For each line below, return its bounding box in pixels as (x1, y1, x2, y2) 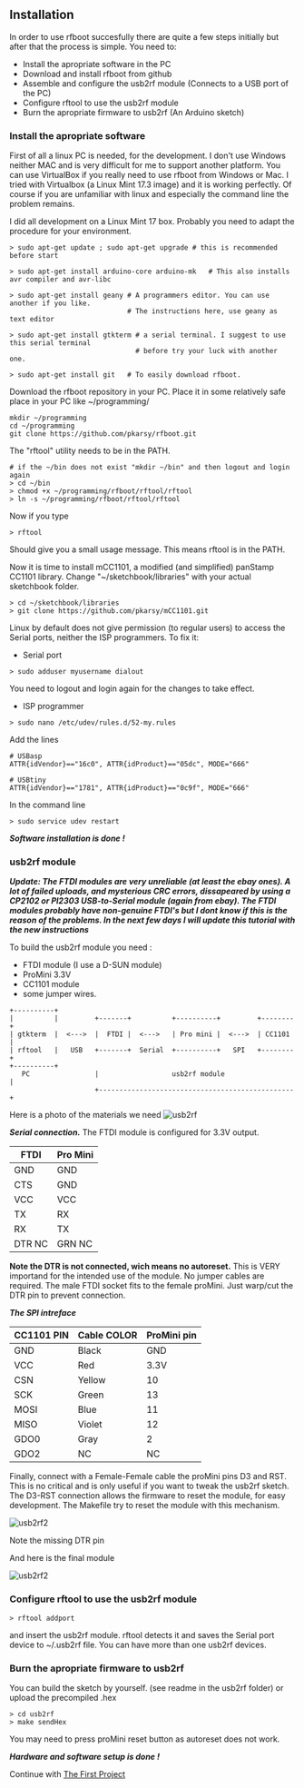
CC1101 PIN (14, 1329, 70, 1342)
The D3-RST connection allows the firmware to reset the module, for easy (9, 1490, 286, 1501)
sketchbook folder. (9, 581, 80, 592)
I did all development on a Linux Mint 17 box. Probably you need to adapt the (9, 216, 295, 227)
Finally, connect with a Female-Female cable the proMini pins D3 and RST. (9, 1471, 288, 1482)
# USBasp (9, 752, 43, 761)
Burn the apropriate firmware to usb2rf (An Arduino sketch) (22, 106, 245, 117)
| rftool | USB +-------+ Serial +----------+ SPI (9, 1046, 246, 1055)
